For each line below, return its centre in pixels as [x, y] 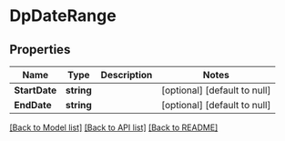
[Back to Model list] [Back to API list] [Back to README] [114, 127]
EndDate [33, 105]
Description [127, 75]
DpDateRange [63, 16]
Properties [40, 50]
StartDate [36, 90]
